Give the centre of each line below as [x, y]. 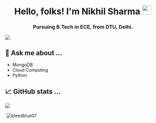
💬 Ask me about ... [34, 53]
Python [19, 75]
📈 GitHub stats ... [33, 91]
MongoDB [22, 65]
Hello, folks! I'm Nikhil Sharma [77, 12]
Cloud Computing [30, 70]
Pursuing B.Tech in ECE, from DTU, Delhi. [83, 27]
